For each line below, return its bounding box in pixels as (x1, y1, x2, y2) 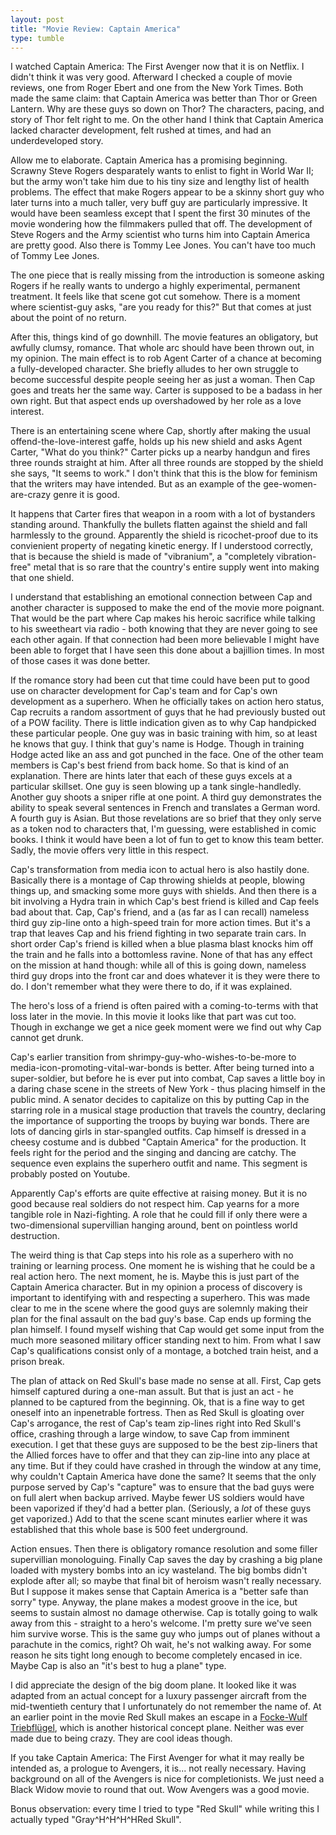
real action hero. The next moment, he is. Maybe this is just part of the (10, 1271, 300, 1283)
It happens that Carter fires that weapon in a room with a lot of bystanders (10, 508, 316, 520)
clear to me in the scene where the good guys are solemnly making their (10, 1302, 309, 1315)
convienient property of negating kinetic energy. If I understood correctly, (10, 540, 314, 552)
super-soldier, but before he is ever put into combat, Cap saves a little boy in (10, 1072, 326, 1085)
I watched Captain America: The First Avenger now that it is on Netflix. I (10, 61, 305, 73)
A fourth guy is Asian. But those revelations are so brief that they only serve (10, 812, 322, 825)
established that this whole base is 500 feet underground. (10, 1524, 248, 1536)
